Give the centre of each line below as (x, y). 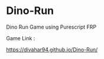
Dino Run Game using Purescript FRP (51, 27)
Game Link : (21, 38)
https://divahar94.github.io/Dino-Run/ (52, 49)
